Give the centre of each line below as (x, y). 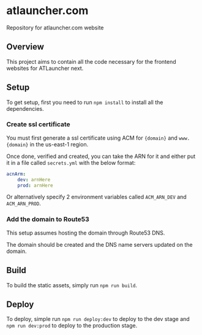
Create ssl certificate (38, 124)
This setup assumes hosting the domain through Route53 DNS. (86, 233)
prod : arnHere (35, 185)
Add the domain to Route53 (48, 219)
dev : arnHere (34, 179)
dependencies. (25, 108)
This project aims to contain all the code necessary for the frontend (91, 61)
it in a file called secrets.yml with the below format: (71, 162)
